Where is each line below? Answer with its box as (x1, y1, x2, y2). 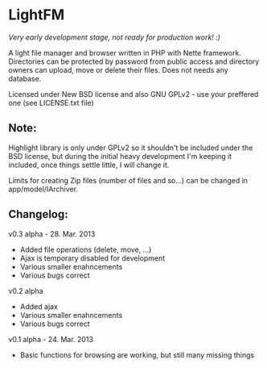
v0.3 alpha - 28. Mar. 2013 (8, 228, 96, 239)
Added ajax (19, 301, 59, 312)
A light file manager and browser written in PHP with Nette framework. (8, 48, 241, 57)
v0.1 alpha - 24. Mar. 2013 (8, 334, 94, 344)
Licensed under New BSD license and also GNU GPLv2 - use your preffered (8, 89, 259, 98)
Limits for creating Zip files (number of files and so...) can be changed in (8, 175, 248, 185)
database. (8, 73, 42, 83)
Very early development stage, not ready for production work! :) (8, 32, 221, 42)
